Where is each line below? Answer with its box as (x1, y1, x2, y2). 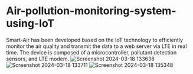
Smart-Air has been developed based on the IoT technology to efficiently (6, 36, 183, 43)
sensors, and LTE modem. (6, 55, 70, 62)
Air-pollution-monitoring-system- (6, 4, 176, 18)
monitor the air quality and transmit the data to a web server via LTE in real (6, 43, 187, 50)
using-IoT (6, 17, 55, 30)
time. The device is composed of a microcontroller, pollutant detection (6, 49, 177, 56)
